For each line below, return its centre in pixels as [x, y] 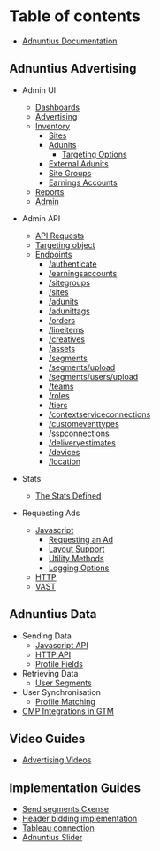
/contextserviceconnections [99, 414]
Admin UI [39, 89]
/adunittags [69, 311]
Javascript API [61, 645]
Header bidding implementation [80, 819]
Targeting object [65, 244]
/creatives [67, 339]
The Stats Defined [68, 495]
